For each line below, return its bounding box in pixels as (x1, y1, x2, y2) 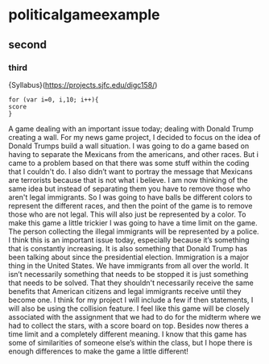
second (8, 38, 47, 52)
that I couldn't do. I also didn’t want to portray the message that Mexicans (8, 167, 253, 176)
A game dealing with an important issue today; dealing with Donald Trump (8, 123, 254, 134)
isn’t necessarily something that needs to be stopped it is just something (8, 269, 249, 279)
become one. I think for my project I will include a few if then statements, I (8, 295, 254, 304)
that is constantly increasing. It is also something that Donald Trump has (8, 243, 248, 253)
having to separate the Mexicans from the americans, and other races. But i (8, 149, 259, 159)
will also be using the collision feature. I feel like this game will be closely (8, 304, 250, 313)
